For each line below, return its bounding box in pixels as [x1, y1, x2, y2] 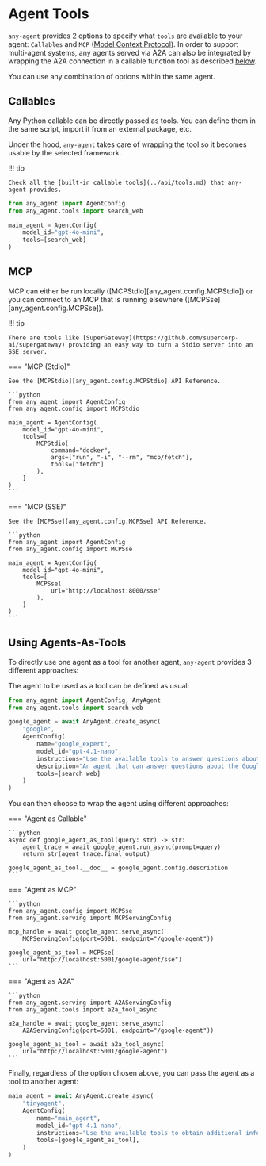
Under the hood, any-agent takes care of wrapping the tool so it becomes [8, 140, 247, 149]
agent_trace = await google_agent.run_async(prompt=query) [22, 843, 222, 851]
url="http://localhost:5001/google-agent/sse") [22, 956, 182, 964]
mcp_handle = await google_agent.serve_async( [8, 928, 165, 936]
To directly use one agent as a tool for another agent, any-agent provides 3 [8, 657, 252, 666]
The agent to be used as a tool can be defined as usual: [8, 681, 190, 690]
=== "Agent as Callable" [8, 814, 87, 823]
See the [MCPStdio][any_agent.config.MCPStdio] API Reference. [8, 377, 222, 385]
